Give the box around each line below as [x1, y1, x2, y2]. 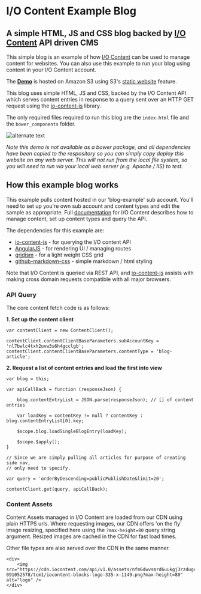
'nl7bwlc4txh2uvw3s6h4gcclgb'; [6, 344, 84, 350]
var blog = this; [6, 376, 50, 382]
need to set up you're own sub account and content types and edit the [6, 202, 180, 210]
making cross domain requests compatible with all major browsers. [6, 275, 172, 283]
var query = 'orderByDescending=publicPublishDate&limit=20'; [6, 476, 165, 482]
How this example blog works [6, 180, 118, 190]
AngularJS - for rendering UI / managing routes [14, 244, 132, 252]
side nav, [6, 460, 31, 466]
